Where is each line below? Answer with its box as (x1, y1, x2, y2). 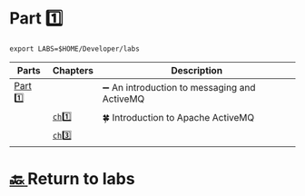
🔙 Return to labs (9, 169, 135, 190)
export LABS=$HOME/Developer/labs (9, 44, 141, 54)
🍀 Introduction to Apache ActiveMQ (102, 112, 255, 124)
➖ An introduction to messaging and (102, 82, 256, 94)
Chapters (52, 64, 93, 76)
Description (171, 64, 223, 76)
